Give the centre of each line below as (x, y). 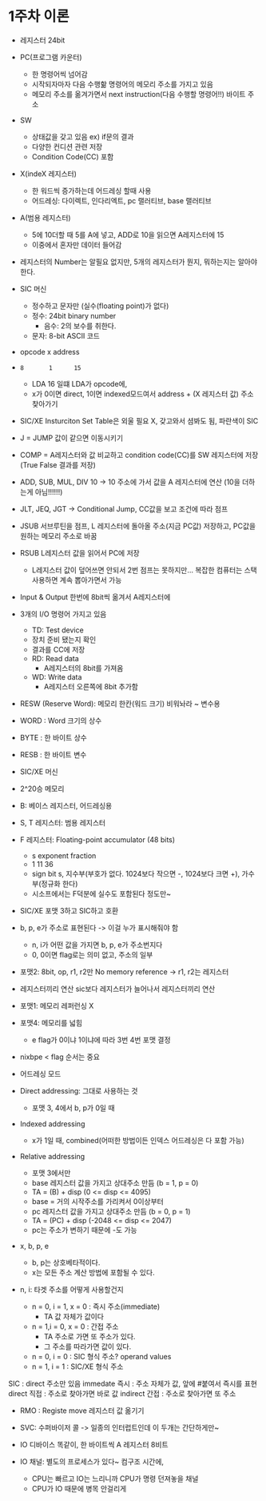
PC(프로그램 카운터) (51, 57)
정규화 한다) (60, 883)
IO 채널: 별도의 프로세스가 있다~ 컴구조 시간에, (92, 1461)
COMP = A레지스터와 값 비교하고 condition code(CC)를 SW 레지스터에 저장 (139, 455)
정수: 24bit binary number (74, 315)
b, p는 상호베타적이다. (66, 1262)
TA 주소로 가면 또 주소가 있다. (89, 1336)
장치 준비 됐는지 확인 (64, 639)
